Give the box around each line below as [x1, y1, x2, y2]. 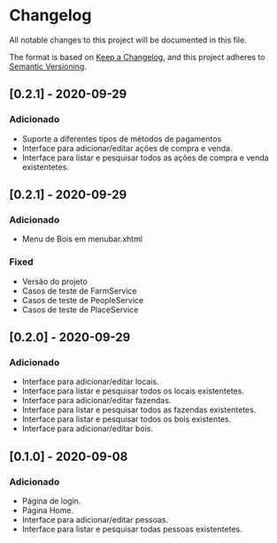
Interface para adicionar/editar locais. [21, 377, 159, 387]
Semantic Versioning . [9, 61, 87, 72]
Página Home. [21, 505, 73, 516]
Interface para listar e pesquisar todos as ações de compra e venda [21, 152, 269, 163]
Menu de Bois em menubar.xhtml [21, 233, 143, 244]
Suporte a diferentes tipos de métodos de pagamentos [21, 134, 222, 144]
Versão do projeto [21, 276, 88, 287]
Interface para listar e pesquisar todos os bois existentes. [21, 414, 232, 424]
